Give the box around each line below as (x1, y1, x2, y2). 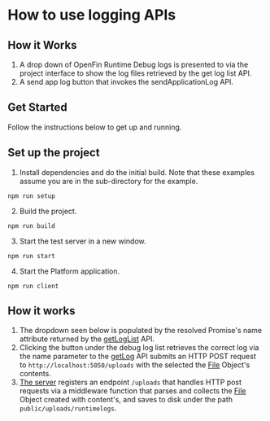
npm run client (7, 282, 59, 290)
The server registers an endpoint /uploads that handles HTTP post (19, 377, 242, 388)
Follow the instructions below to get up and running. (7, 122, 182, 132)
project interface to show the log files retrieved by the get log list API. (19, 68, 252, 78)
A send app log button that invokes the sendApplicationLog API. (19, 77, 233, 86)
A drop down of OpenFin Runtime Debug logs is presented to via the (19, 59, 249, 69)
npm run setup (7, 191, 56, 200)
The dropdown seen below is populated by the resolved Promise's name (19, 326, 262, 335)
